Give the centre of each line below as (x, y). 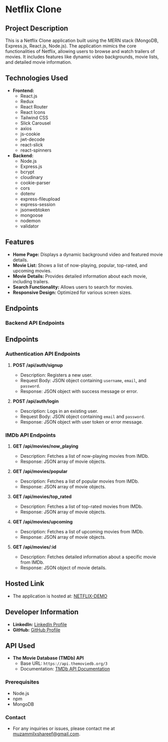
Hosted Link (25, 584)
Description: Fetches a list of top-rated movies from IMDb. (81, 506)
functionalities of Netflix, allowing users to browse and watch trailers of (80, 51)
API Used (20, 646)
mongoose (32, 215)
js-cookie (30, 134)
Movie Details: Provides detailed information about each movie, (80, 276)
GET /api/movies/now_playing (45, 446)
